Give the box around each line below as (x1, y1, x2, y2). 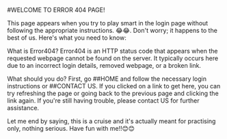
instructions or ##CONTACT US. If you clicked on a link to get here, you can (7, 82, 221, 90)
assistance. (7, 104, 40, 112)
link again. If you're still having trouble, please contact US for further (7, 97, 200, 105)
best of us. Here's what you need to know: (7, 34, 126, 42)
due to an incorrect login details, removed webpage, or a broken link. (7, 62, 202, 69)
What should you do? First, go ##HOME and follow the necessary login (7, 75, 207, 83)
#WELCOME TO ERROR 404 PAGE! (7, 6, 105, 14)
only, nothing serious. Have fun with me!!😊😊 (7, 125, 135, 132)
